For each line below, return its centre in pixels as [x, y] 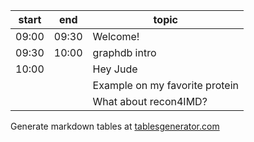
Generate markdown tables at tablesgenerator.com [115, 126]
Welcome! [116, 36]
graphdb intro [124, 52]
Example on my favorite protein [165, 85]
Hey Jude [115, 69]
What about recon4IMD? [150, 101]
